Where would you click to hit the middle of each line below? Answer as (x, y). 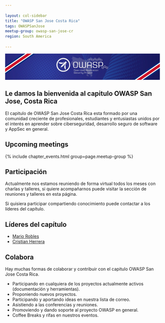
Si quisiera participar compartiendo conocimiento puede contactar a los (78, 204)
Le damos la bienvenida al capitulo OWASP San (79, 94)
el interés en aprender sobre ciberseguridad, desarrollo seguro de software (81, 124)
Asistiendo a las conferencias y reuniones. (55, 305)
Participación (26, 172)
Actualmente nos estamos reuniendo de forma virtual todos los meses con (80, 184)
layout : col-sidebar (26, 16)
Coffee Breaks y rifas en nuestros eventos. (55, 315)
